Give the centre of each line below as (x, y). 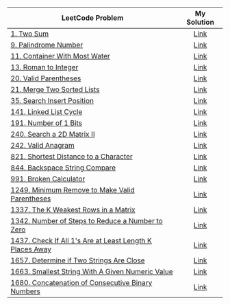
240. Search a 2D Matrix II (53, 134)
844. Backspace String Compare (63, 168)
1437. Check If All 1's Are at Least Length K (81, 241)
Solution (200, 22)
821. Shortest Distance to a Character (72, 156)
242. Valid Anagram (43, 145)
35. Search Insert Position (52, 101)
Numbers (26, 291)
